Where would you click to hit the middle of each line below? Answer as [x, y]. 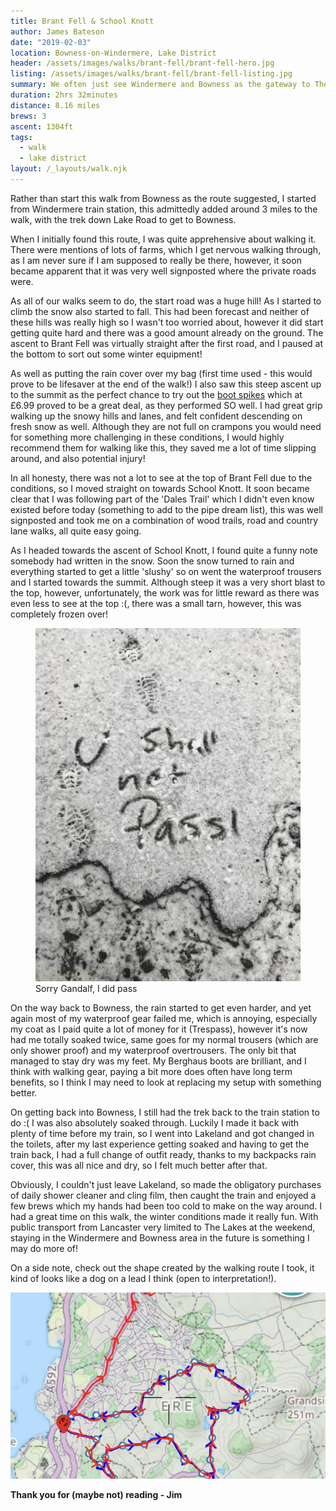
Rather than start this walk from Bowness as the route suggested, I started [163, 198]
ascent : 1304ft [42, 126]
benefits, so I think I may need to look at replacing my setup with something [166, 1082]
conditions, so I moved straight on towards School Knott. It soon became [160, 488]
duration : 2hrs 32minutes [64, 95]
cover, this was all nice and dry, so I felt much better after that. [139, 1166]
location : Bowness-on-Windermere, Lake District [113, 53]
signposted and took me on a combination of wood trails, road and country [164, 520]
